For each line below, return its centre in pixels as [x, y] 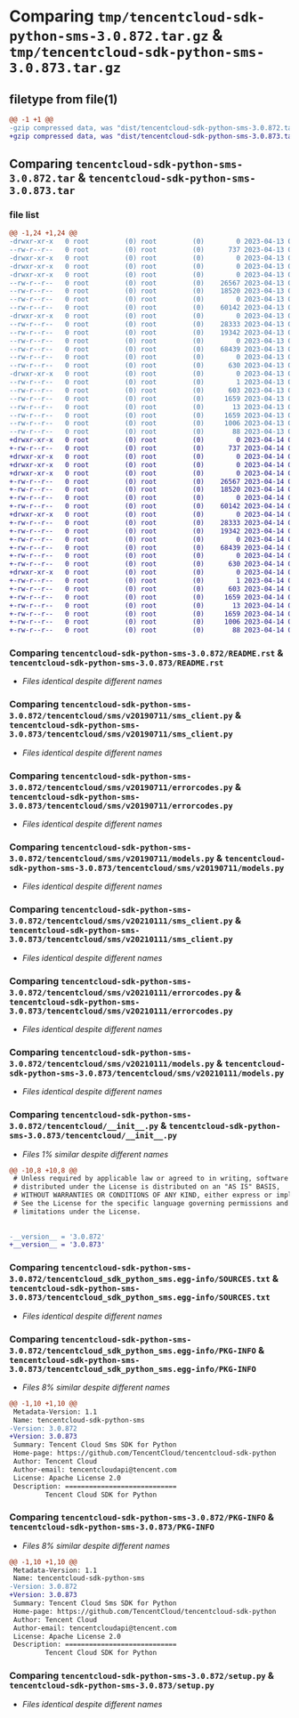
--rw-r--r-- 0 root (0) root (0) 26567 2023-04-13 [147, 283]
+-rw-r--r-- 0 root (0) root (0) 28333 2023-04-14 [147, 522]
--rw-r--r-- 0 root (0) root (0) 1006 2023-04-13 [147, 423]
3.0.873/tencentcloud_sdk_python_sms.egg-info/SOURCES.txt [140, 1298]
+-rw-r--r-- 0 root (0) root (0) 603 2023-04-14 [147, 589]
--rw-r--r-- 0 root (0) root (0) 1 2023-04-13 [147, 383]
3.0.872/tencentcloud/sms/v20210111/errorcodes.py [121, 992]
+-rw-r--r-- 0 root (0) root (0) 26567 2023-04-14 [147, 481]
